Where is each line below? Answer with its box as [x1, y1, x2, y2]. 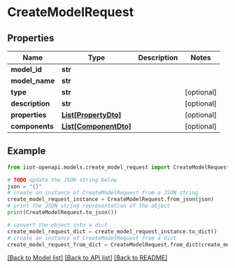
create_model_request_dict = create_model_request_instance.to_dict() [7, 228, 218, 235]
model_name [10, 76, 55, 85]
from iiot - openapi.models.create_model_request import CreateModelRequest [7, 164, 230, 171]
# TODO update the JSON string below [7, 176, 117, 183]
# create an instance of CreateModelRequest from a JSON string [7, 190, 199, 197]
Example [7, 145, 46, 157]
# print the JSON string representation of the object [7, 202, 171, 210]
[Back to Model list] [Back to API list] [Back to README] [7, 253, 168, 262]
